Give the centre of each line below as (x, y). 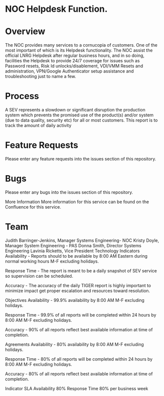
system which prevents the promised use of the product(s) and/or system (79, 115)
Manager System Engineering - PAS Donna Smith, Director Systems (73, 245)
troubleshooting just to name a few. (41, 77)
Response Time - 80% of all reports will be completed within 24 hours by (79, 359)
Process (22, 96)
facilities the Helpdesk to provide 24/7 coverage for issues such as (72, 61)
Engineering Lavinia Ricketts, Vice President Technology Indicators (72, 251)
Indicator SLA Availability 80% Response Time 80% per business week (77, 388)
